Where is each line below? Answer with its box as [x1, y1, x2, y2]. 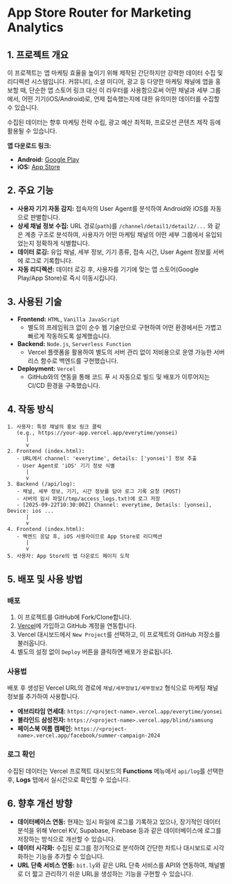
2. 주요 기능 [7, 185, 54, 196]
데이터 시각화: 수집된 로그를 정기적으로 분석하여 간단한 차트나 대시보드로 [17, 843, 212, 851]
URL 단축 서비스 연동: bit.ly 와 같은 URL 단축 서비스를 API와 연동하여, [17, 860, 207, 869]
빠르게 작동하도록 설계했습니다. [27, 332, 111, 340]
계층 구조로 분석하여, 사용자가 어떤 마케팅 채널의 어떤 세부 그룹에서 [24, 230, 204, 239]
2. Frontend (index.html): [7, 448, 85, 455]
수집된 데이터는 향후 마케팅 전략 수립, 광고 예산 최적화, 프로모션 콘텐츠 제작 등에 [7, 118, 222, 126]
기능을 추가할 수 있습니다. [35, 852, 105, 860]
